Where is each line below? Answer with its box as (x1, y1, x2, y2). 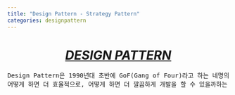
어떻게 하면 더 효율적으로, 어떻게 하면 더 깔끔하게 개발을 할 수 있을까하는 (7, 80, 228, 89)
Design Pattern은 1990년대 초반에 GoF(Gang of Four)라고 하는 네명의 (7, 72, 230, 80)
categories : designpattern (7, 17, 87, 24)
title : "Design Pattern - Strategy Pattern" (7, 10, 140, 18)
